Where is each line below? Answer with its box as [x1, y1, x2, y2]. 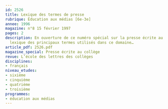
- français [5, 63, 28, 68]
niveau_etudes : [5, 68, 37, 73]
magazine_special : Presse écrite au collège [5, 49, 100, 54]
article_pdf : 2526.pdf [5, 45, 53, 50]
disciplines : [5, 59, 33, 64]
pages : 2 [5, 31, 24, 36]
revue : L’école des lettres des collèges [5, 54, 94, 59]
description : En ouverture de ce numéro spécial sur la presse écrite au [5, 36, 163, 41]
